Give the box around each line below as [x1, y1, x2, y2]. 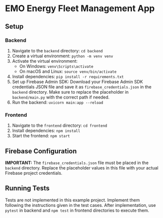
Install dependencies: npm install [12, 128, 80, 134]
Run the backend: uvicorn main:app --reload [12, 99, 104, 105]
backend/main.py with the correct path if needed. [12, 94, 110, 100]
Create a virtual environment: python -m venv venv [12, 53, 113, 59]
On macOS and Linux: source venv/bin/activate [19, 68, 117, 74]
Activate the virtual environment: [12, 58, 78, 64]
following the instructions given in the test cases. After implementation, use [5, 202, 156, 208]
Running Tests [5, 184, 50, 192]
